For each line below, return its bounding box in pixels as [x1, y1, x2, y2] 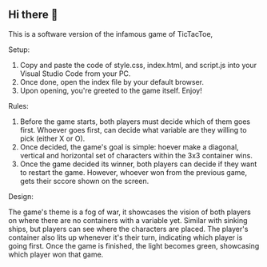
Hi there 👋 [8, 8, 58, 22]
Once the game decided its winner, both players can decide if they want [19, 159, 257, 169]
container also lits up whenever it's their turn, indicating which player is [8, 233, 243, 242]
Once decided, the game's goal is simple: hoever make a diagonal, [19, 141, 239, 152]
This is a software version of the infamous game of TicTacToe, [8, 29, 213, 38]
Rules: [8, 101, 30, 110]
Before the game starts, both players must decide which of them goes [19, 117, 250, 126]
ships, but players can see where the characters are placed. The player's [8, 224, 249, 233]
